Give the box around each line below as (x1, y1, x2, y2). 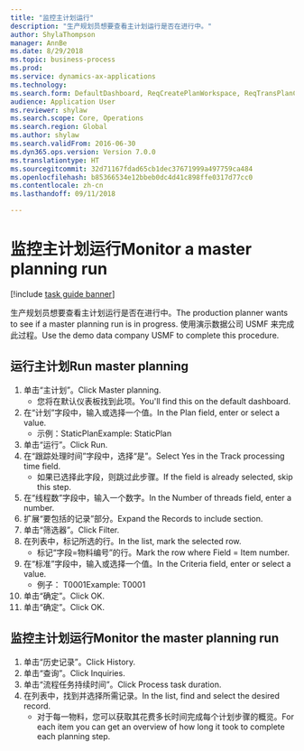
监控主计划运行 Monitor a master (10, 239, 252, 260)
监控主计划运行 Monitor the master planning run (10, 631, 280, 646)
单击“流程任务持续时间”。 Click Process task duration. (23, 679, 222, 690)
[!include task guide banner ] (10, 288, 115, 299)
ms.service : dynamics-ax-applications (10, 72, 156, 81)
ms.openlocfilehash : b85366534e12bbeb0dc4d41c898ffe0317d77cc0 (10, 172, 253, 181)
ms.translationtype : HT (10, 155, 100, 165)
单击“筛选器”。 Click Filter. (23, 524, 120, 535)
